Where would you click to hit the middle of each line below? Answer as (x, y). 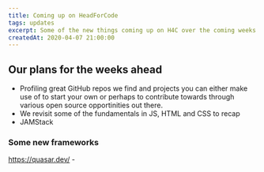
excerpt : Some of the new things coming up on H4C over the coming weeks (132, 30)
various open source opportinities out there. (91, 105)
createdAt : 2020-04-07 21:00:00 (61, 37)
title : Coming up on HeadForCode (63, 15)
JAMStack (36, 122)
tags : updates (32, 23)
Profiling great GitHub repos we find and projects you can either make (134, 88)
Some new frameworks (53, 142)
